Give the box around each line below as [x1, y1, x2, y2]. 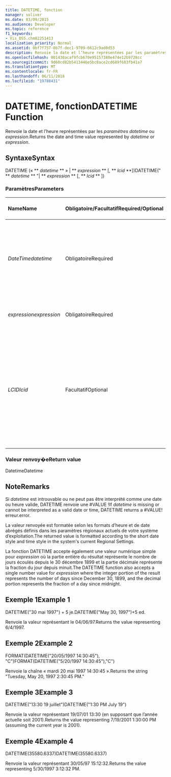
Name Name [8, 205, 37, 212]
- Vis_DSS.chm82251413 [5, 36, 53, 41]
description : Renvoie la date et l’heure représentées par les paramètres [5, 50, 167, 55]
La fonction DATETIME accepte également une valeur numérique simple [5, 548, 156, 554]
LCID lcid [8, 386, 28, 393]
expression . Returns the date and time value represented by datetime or [5, 133, 155, 140]
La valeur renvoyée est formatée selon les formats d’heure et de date [5, 522, 150, 528]
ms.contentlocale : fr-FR [5, 69, 58, 74]
